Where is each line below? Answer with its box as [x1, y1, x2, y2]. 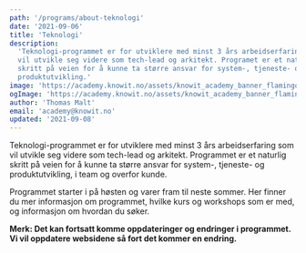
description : [9, 38, 59, 48]
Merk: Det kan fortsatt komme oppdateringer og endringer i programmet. [9, 224, 291, 235]
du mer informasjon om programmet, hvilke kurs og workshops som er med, [9, 197, 295, 207]
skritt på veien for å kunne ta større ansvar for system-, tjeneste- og [9, 159, 265, 170]
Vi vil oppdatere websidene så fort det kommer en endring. [9, 233, 237, 244]
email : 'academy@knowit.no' [9, 106, 117, 116]
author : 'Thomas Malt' [9, 97, 96, 107]
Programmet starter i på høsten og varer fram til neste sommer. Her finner [9, 187, 287, 197]
